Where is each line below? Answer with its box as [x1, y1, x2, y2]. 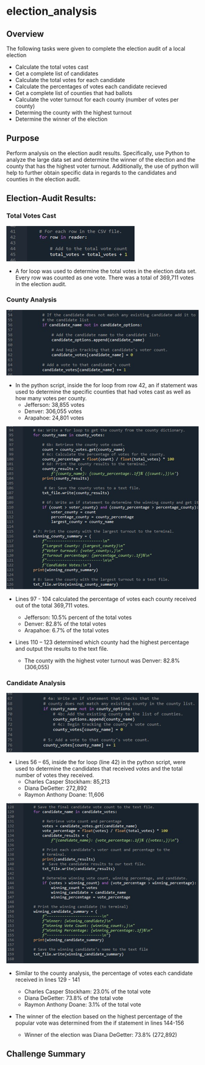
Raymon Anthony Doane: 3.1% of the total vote [24, 1001, 142, 1008]
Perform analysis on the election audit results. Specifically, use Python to [6, 149, 190, 157]
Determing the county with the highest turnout [15, 109, 132, 116]
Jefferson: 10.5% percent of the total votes [24, 613, 132, 621]
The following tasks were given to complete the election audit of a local [6, 45, 185, 52]
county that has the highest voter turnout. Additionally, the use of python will [6, 162, 199, 170]
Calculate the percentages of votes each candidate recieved [15, 83, 167, 90]
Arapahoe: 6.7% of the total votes [24, 626, 109, 634]
